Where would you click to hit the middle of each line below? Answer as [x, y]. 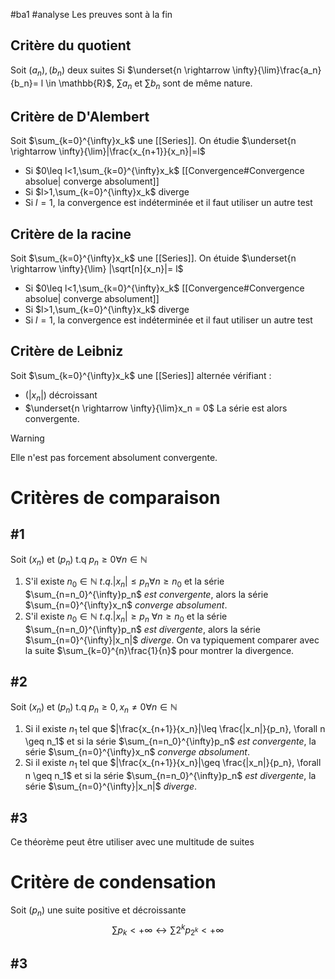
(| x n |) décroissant [61, 396]
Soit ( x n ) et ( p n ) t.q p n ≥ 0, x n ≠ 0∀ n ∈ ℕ [94, 707]
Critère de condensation [113, 882]
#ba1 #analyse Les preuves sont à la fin [91, 14]
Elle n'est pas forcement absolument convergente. [114, 457]
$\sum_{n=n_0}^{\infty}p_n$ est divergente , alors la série [142, 630]
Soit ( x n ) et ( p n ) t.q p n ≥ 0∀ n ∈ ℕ [79, 560]
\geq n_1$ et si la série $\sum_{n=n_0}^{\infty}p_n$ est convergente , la [170, 741]
